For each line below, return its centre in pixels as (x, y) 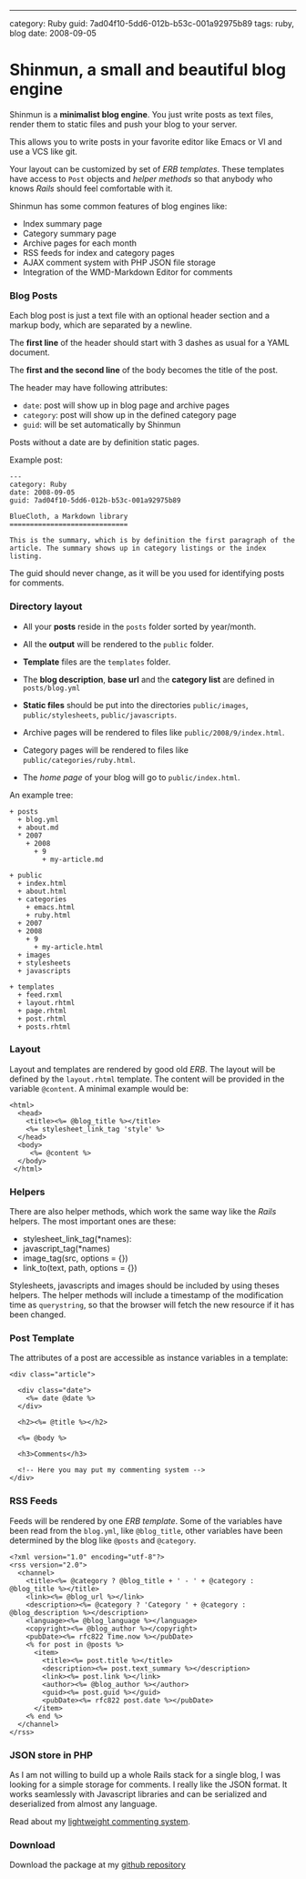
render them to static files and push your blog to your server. (123, 124)
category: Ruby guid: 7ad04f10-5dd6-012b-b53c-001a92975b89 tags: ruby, (152, 23)
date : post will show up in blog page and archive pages (126, 405)
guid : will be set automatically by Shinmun (102, 425)
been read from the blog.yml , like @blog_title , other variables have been (147, 1530)
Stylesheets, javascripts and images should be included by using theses (144, 1285)
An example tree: (41, 795)
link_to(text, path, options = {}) (80, 1268)
